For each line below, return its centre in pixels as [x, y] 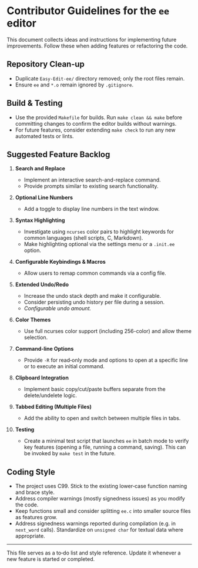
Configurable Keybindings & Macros [61, 262]
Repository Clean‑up [46, 64]
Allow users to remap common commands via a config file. [95, 273]
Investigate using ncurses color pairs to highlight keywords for [99, 232]
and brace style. [35, 492]
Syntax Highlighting [40, 220]
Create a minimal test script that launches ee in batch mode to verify [106, 441]
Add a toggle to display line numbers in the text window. [92, 209]
